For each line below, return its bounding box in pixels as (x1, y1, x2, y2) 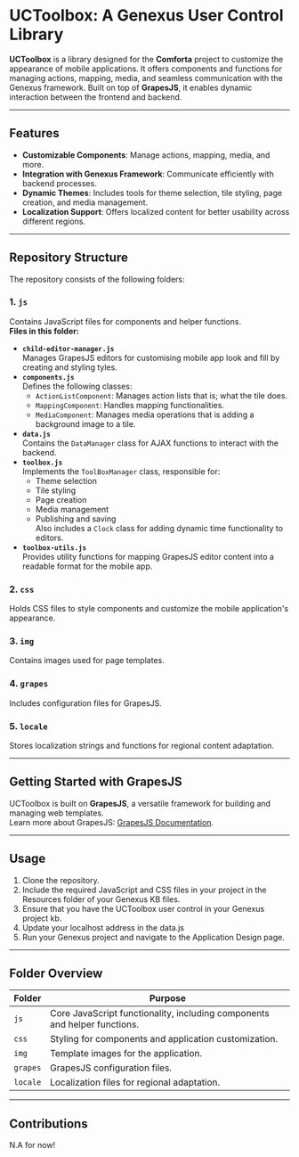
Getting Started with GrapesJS (9, 775, 182, 790)
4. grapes (9, 677, 49, 690)
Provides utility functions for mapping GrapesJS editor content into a (21, 551, 274, 562)
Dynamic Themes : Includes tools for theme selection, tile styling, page (21, 187, 283, 198)
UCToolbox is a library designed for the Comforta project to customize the (9, 53, 284, 64)
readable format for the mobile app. (21, 561, 153, 571)
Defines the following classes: (21, 381, 133, 391)
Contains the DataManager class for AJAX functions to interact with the (21, 438, 279, 448)
